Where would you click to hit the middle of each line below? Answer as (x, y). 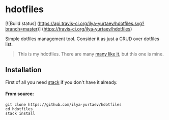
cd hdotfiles (19, 109)
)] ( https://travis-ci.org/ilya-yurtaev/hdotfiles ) (85, 28)
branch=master (21, 28)
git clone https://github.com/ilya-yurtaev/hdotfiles (64, 104)
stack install (20, 113)
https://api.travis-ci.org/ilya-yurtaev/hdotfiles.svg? (92, 23)
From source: (20, 94)
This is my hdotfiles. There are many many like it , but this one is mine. (91, 54)
